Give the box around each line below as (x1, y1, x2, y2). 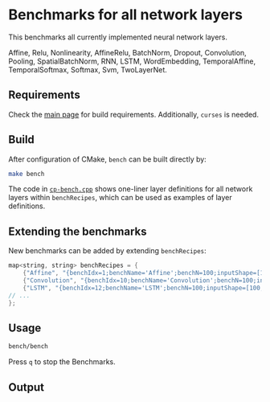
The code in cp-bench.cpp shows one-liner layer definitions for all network (8, 184, 253, 194)
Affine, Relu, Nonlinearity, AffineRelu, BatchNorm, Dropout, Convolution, (8, 47, 247, 57)
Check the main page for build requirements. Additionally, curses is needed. (8, 109, 260, 119)
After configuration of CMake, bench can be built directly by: (8, 154, 207, 164)
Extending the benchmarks (8, 224, 147, 238)
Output (8, 380, 44, 394)
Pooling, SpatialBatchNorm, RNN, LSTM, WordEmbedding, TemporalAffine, (8, 56, 256, 66)
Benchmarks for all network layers (8, 6, 243, 24)
